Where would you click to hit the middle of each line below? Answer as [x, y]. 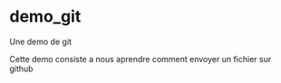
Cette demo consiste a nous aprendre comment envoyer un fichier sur [140, 59]
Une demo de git [41, 41]
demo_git [45, 17]
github [21, 69]
